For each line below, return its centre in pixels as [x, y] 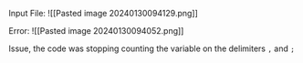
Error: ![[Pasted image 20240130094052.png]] [96, 31]
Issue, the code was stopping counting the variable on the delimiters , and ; [152, 48]
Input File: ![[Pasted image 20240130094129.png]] [103, 13]
